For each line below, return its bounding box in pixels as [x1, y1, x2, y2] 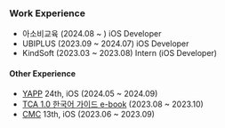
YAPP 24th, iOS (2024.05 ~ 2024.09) [21, 88, 158, 99]
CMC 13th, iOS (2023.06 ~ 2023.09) [21, 108, 156, 119]
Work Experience [9, 7, 86, 20]
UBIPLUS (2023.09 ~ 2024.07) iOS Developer [21, 38, 189, 49]
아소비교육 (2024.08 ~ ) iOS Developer [21, 28, 162, 39]
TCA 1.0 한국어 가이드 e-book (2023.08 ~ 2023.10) [21, 99, 205, 109]
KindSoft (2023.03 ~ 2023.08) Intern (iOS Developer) [21, 48, 218, 59]
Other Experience [9, 68, 76, 78]
